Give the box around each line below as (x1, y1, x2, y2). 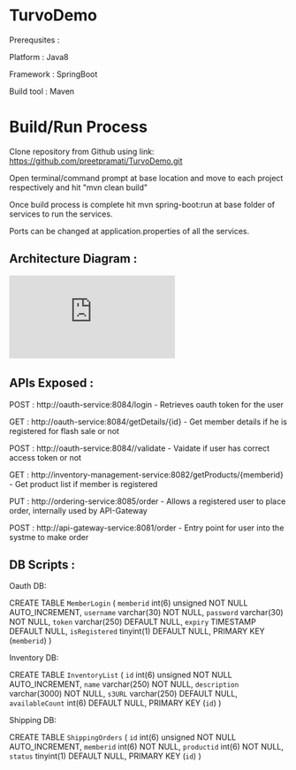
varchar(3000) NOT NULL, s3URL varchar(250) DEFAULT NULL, (9, 689, 239, 699)
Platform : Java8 (9, 51, 69, 62)
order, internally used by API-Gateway (9, 505, 148, 515)
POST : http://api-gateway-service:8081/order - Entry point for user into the (9, 522, 285, 533)
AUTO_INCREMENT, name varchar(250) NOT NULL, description (9, 679, 239, 690)
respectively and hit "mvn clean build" (9, 182, 148, 193)
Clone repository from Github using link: (9, 146, 155, 156)
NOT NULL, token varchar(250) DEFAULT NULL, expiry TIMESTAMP (9, 616, 256, 628)
